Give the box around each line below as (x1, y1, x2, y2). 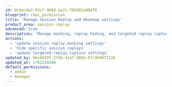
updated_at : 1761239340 (5, 60, 56, 65)
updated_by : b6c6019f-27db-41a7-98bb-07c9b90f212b (5, 55, 116, 60)
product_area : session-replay (5, 21, 70, 27)
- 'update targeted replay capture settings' (10, 50, 109, 55)
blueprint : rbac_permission (5, 12, 66, 17)
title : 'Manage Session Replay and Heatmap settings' (5, 17, 123, 22)
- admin (10, 70, 27, 75)
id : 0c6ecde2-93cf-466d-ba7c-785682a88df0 (5, 7, 97, 13)
